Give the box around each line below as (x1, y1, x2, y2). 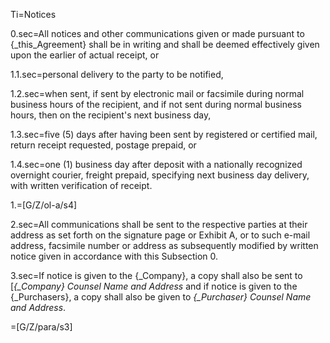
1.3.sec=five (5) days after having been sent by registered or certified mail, (10, 129, 318, 140)
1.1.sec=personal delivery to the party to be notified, (10, 69, 224, 80)
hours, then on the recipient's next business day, (10, 109, 212, 121)
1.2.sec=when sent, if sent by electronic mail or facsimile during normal (10, 88, 305, 99)
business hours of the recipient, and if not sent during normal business (10, 99, 302, 110)
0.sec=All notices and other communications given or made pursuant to (10, 28, 305, 39)
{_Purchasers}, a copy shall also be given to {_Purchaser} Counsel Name (10, 291, 312, 303)
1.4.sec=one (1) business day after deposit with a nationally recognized (10, 159, 303, 170)
